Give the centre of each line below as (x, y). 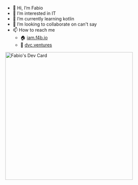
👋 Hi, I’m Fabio (28, 8)
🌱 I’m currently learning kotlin (44, 19)
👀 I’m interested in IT (34, 13)
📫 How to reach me (34, 30)
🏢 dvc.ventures (36, 45)
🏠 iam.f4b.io (34, 38)
